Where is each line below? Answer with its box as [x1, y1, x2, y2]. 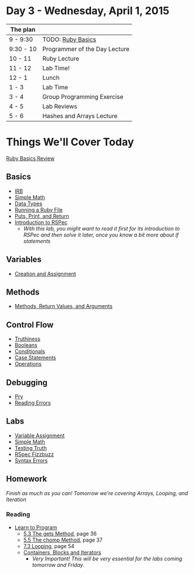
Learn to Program [14, 523, 57, 530]
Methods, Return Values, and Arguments [14, 303, 113, 310]
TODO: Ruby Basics [42, 35, 97, 44]
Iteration [6, 496, 26, 503]
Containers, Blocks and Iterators [23, 549, 101, 556]
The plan [10, 25, 36, 34]
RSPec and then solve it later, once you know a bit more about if [23, 231, 179, 238]
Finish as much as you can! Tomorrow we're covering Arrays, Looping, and [6, 489, 189, 496]
